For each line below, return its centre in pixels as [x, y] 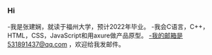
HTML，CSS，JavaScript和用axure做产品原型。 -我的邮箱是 [95, 36]
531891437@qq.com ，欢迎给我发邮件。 [66, 44]
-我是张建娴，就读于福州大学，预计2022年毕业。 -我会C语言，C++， [108, 27]
